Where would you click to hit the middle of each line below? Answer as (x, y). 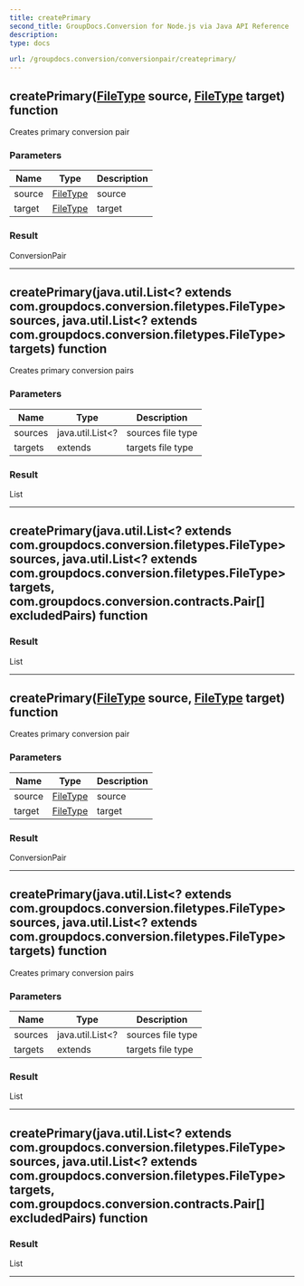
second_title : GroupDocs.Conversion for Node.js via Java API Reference (149, 26)
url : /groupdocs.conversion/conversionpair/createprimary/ (123, 60)
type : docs (30, 43)
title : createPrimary (50, 18)
